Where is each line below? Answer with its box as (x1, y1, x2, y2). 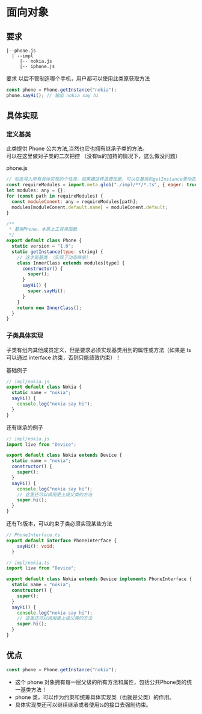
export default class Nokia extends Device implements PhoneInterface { (6, 576, 192, 582)
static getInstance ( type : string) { (11, 248, 103, 255)
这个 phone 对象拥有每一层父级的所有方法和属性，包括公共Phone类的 (14, 678, 187, 686)
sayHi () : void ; (17, 543, 55, 549)
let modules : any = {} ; (6, 187, 66, 193)
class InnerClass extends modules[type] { (17, 260, 125, 266)
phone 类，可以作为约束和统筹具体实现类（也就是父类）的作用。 (14, 694, 175, 701)
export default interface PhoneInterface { (6, 537, 117, 543)
